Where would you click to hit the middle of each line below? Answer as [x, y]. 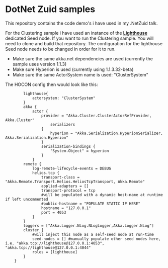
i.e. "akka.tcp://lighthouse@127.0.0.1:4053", [55, 243]
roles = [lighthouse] [55, 252]
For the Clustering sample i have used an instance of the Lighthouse [76, 33]
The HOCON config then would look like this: [52, 84]
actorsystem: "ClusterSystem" [64, 98]
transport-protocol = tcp [68, 190]
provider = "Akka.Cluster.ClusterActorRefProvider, [96, 116]
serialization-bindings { [68, 146]
